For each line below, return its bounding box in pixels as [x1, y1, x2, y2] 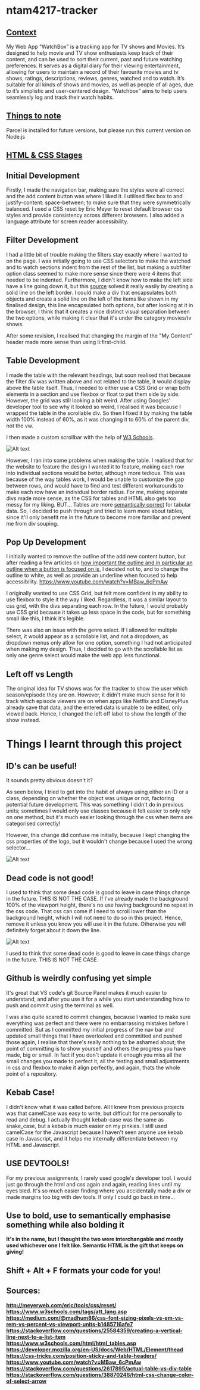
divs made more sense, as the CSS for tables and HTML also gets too [6, 495, 177, 502]
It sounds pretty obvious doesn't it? [6, 777, 93, 784]
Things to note [6, 111, 61, 121]
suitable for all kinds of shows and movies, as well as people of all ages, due [6, 81, 193, 88]
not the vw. [6, 422, 34, 429]
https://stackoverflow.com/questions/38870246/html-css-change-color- [6, 1371, 194, 1378]
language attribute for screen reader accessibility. [6, 218, 129, 225]
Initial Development [6, 170, 80, 180]
